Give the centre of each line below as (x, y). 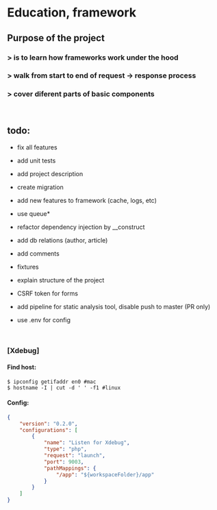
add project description (50, 173)
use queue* (34, 213)
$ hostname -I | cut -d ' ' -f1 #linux (64, 388)
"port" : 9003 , (64, 462)
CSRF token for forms (48, 293)
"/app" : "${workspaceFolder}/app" (105, 474)
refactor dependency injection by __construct (81, 227)
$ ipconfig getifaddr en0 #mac (52, 382)
